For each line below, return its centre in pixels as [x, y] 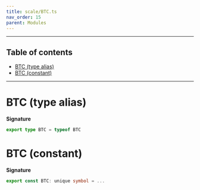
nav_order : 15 [24, 17]
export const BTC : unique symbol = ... [56, 181]
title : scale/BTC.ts [32, 12]
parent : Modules [26, 23]
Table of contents [39, 52]
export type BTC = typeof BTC [44, 130]
